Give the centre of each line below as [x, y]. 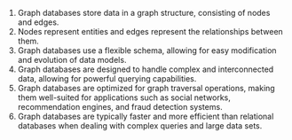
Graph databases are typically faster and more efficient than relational [146, 116]
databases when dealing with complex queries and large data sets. [140, 126]
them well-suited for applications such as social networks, [124, 97]
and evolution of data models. [72, 60]
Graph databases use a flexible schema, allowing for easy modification [147, 51]
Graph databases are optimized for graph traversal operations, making [146, 88]
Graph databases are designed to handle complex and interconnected [146, 69]
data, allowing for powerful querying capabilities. [107, 78]
